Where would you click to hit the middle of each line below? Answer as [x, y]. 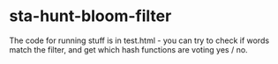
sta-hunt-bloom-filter [90, 16]
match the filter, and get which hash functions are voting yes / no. [129, 49]
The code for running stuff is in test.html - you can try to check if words [139, 40]
